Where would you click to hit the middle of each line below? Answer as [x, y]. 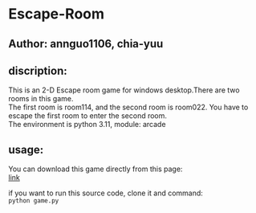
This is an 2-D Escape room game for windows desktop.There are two [124, 90]
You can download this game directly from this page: [95, 169]
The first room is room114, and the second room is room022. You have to [128, 107]
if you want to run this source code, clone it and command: [106, 193]
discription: [38, 70]
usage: [26, 150]
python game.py [34, 201]
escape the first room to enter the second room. [87, 116]
